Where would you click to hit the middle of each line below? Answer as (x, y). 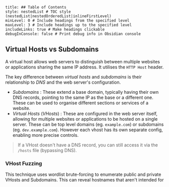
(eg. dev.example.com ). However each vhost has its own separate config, (88, 130)
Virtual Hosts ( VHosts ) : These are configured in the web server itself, (85, 114)
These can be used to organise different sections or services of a (80, 103)
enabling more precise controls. (46, 135)
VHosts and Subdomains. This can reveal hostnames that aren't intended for (84, 180)
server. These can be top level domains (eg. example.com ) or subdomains (88, 124)
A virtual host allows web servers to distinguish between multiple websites (83, 61)
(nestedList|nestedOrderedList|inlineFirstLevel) (59, 16)
